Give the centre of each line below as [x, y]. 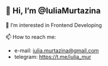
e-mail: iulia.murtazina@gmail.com [56, 50]
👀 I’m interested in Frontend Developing [54, 25]
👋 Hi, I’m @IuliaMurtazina [53, 11]
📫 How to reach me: [31, 37]
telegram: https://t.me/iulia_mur [53, 57]
